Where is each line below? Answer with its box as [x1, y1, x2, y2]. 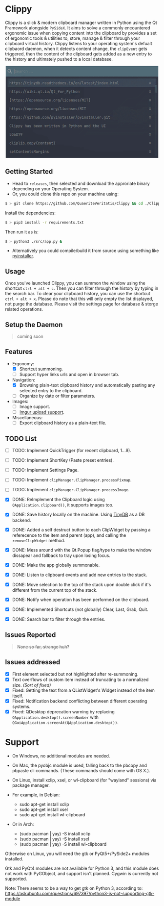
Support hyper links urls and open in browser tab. [19, 371, 120, 377]
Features [5, 348, 33, 356]
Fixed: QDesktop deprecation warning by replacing [12, 708, 115, 714]
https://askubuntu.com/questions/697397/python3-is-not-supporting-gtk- [5, 890, 155, 896]
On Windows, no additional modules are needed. [12, 753, 110, 758]
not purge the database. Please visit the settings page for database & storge [5, 301, 159, 307]
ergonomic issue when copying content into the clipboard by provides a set [5, 30, 157, 36]
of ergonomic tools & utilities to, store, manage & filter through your [5, 35, 141, 41]
